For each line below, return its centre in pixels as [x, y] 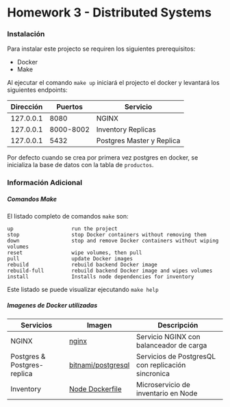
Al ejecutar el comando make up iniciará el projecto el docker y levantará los [114, 83]
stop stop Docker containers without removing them [107, 235]
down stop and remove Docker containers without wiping [113, 241]
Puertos [70, 107]
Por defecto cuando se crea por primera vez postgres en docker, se [103, 158]
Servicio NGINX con [168, 337]
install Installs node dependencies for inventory [101, 277]
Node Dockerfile [95, 389]
